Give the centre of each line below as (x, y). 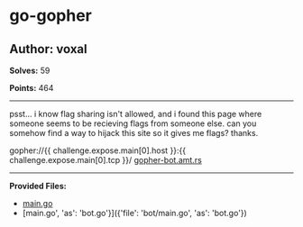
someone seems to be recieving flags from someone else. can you (133, 123)
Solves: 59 (30, 70)
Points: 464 (32, 88)
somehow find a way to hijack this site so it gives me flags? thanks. (134, 133)
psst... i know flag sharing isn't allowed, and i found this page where (136, 114)
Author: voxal (48, 49)
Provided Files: (38, 186)
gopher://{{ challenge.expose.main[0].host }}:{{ (98, 150)
